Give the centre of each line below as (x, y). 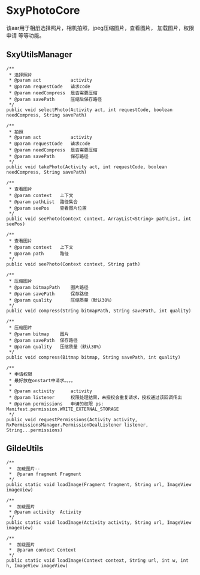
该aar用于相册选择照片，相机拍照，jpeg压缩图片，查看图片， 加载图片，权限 (100, 28)
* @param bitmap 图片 (39, 334)
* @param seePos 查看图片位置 (48, 208)
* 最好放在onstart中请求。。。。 (42, 380)
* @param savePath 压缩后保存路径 (55, 99)
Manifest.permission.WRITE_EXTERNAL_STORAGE (63, 409)
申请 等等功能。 (25, 35)
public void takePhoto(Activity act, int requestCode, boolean (87, 167)
